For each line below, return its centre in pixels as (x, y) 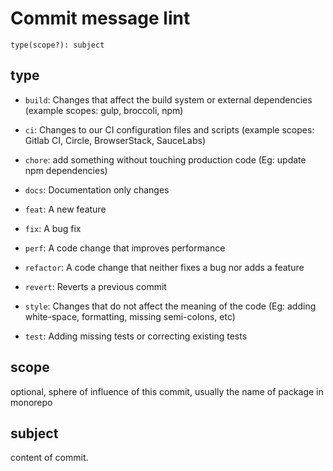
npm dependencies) (66, 170)
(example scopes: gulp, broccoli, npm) (104, 110)
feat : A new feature (65, 209)
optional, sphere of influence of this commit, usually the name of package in (167, 391)
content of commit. (49, 458)
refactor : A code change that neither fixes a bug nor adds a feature (164, 267)
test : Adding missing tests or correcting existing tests (136, 336)
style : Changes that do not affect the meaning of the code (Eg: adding (170, 306)
